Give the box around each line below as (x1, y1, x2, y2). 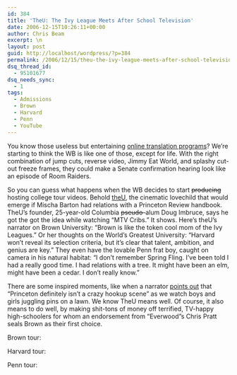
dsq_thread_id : (7, 63, 52, 70)
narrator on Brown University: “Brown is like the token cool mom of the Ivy (7, 223, 223, 231)
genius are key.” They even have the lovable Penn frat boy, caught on (7, 246, 209, 254)
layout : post (7, 43, 46, 50)
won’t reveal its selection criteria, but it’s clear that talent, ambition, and (7, 238, 214, 246)
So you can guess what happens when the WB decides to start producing (7, 185, 221, 194)
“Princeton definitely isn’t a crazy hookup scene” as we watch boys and (7, 289, 217, 298)
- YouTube (13, 122, 42, 129)
